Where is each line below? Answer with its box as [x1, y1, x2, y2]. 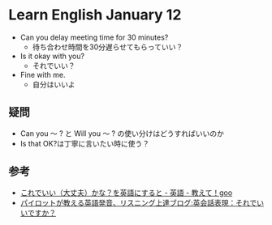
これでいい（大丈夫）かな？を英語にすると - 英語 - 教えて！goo [19, 188, 233, 197]
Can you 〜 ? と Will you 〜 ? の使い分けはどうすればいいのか [19, 128, 225, 138]
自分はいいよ [32, 79, 76, 89]
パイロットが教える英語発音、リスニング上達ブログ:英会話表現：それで [19, 197, 257, 207]
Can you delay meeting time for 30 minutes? [19, 32, 169, 42]
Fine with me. [19, 70, 66, 79]
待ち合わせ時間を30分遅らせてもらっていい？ [32, 42, 183, 52]
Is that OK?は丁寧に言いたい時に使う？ [19, 138, 150, 148]
